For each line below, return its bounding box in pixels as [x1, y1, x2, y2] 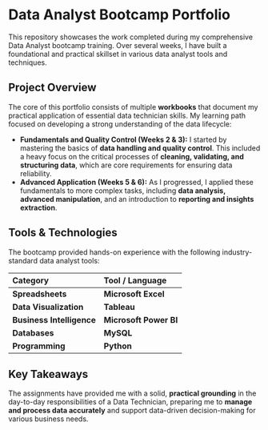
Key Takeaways [8, 367, 89, 381]
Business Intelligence [12, 314, 96, 325]
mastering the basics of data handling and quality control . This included [19, 143, 261, 153]
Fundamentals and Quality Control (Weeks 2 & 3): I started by [19, 135, 227, 144]
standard [8, 255, 38, 265]
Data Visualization [12, 301, 84, 312]
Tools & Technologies [8, 226, 118, 239]
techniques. [8, 58, 47, 67]
